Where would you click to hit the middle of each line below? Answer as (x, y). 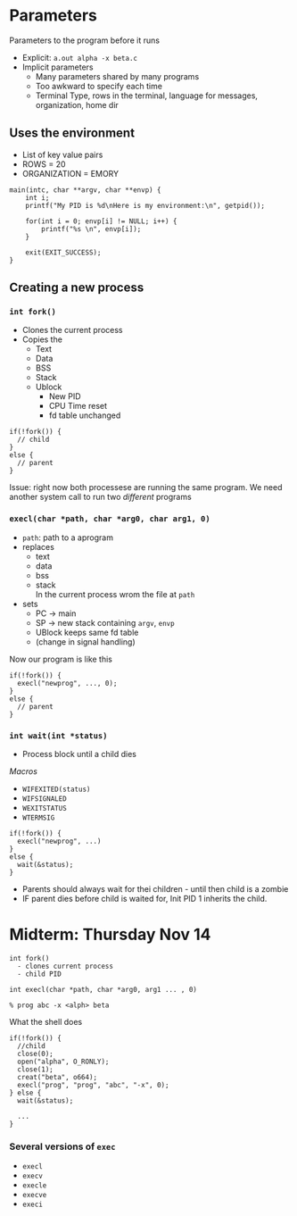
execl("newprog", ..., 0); (67, 683)
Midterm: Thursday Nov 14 (110, 935)
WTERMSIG (38, 818)
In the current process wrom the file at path (115, 594)
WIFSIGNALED (44, 799)
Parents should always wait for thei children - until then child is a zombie (155, 889)
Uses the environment (72, 133)
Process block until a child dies (79, 754)
